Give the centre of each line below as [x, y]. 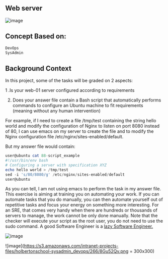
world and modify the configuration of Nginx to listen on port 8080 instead [82, 126]
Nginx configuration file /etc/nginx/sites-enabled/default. [64, 137]
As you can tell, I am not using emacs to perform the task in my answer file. [83, 189]
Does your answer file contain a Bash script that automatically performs [87, 100]
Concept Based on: [36, 37]
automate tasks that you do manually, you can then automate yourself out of [84, 199]
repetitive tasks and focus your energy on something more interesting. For [82, 205]
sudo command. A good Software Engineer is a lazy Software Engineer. [79, 226]
